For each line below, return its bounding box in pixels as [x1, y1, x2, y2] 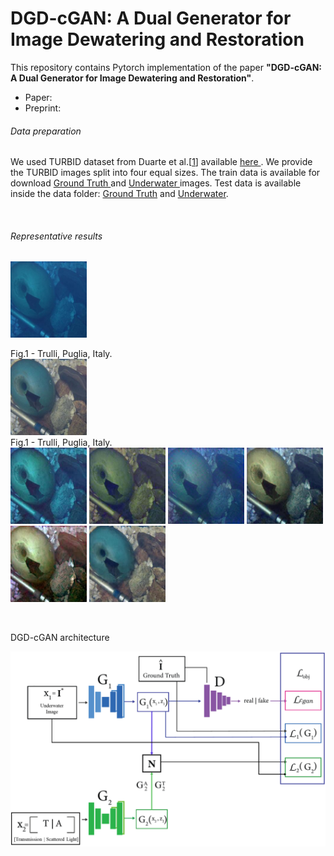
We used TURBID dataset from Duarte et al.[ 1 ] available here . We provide [10, 156, 313, 168]
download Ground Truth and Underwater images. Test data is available [10, 177, 302, 189]
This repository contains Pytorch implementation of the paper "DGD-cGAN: [10, 61, 323, 73]
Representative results [10, 230, 103, 242]
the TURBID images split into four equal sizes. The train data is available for [10, 167, 321, 179]
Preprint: [24, 102, 62, 114]
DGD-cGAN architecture [10, 632, 110, 644]
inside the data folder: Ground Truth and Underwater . [10, 188, 229, 200]
